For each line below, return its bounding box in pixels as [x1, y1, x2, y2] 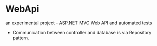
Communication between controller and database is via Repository [12, 29, 152, 35]
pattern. [12, 35, 29, 41]
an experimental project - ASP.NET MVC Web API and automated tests [5, 20, 152, 26]
